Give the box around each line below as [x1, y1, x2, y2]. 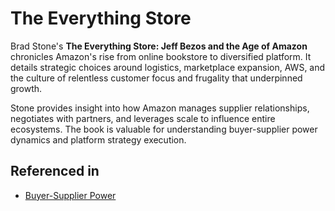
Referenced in [10, 163, 100, 180]
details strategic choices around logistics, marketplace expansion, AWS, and [10, 61, 326, 73]
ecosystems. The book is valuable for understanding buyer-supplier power [10, 123, 318, 135]
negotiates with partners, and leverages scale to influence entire [10, 112, 276, 124]
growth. [10, 82, 43, 94]
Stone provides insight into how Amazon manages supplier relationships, [10, 102, 310, 114]
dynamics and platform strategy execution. [10, 133, 187, 146]
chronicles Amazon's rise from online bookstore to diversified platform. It [10, 50, 312, 62]
